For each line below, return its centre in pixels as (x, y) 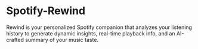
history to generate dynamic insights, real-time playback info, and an (91, 33)
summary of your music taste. (62, 40)
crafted (15, 40)
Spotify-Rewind (46, 11)
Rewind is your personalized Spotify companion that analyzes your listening (99, 27)
